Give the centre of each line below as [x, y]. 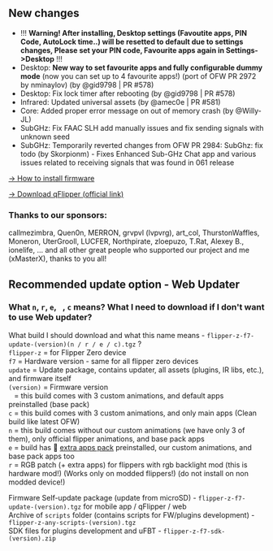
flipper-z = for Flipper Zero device [67, 352]
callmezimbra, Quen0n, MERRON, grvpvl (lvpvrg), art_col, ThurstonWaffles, [134, 233]
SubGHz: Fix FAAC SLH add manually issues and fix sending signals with [142, 128]
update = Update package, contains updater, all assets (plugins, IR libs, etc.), [136, 370]
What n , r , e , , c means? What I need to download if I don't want [136, 307]
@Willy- [248, 111]
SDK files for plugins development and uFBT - [85, 531]
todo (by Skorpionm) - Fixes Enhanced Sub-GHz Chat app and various [138, 154]
